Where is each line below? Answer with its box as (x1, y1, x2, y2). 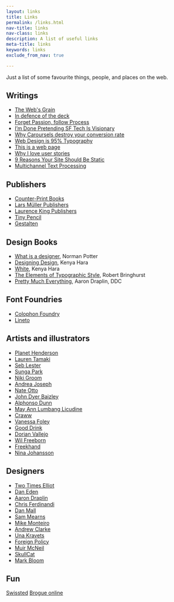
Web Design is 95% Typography (14, 138, 93, 145)
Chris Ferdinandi (14, 500, 54, 507)
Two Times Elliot (14, 481, 54, 489)
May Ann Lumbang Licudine (14, 405, 83, 412)
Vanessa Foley (14, 418, 50, 425)
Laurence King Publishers (14, 208, 77, 215)
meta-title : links (6, 42, 51, 48)
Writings (6, 91, 38, 101)
